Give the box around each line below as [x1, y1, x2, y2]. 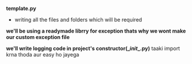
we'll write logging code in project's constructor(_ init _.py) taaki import [6, 45, 180, 52]
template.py [6, 5, 36, 12]
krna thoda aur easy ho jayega [6, 51, 80, 58]
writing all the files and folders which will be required [14, 16, 142, 23]
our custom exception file [6, 34, 70, 40]
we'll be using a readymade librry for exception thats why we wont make [6, 27, 186, 34]
